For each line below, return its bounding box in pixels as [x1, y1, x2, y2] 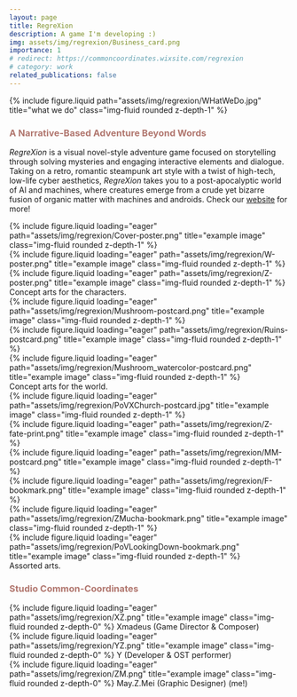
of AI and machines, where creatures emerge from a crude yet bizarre [9, 185, 265, 195]
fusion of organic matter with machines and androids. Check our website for [9, 194, 288, 205]
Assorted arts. [9, 560, 61, 571]
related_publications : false [9, 71, 117, 80]
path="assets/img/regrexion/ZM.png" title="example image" [9, 669, 230, 679]
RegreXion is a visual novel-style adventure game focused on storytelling [9, 147, 277, 158]
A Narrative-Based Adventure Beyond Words [9, 126, 207, 139]
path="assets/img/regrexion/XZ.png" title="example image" [9, 612, 228, 622]
